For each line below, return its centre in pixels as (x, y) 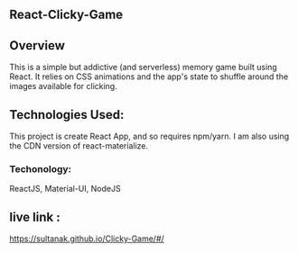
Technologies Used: (67, 115)
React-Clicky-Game (66, 15)
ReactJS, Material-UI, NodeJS (65, 189)
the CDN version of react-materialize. (79, 146)
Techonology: (41, 168)
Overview (37, 45)
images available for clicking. (63, 86)
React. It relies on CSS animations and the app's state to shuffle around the (149, 77)
